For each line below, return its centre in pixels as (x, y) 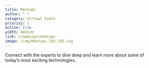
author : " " (17, 14)
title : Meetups (21, 9)
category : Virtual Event (30, 18)
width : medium (20, 32)
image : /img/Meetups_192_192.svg (39, 41)
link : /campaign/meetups (30, 37)
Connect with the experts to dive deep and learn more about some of (74, 55)
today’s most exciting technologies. (41, 60)
